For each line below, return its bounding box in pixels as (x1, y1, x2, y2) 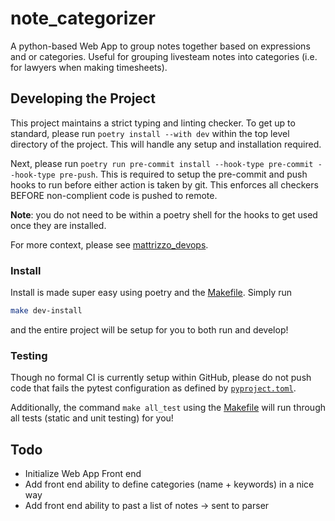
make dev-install (10, 306, 83, 316)
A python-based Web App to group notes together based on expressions (10, 40, 311, 52)
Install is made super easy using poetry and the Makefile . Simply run (10, 287, 293, 299)
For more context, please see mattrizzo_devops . (10, 238, 209, 251)
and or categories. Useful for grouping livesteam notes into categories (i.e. (10, 50, 318, 62)
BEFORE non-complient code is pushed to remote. (10, 189, 218, 201)
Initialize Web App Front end (24, 468, 142, 480)
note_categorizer (10, 7, 156, 30)
